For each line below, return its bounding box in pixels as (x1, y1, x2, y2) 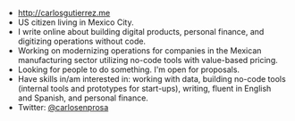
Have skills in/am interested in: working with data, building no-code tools (17, 74, 286, 84)
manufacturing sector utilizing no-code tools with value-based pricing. (17, 55, 279, 65)
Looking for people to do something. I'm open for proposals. (17, 64, 240, 75)
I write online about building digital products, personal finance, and (17, 27, 265, 36)
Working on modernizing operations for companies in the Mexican (17, 45, 262, 56)
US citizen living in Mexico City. (17, 17, 134, 28)
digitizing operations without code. (17, 36, 146, 46)
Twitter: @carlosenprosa (17, 102, 109, 112)
